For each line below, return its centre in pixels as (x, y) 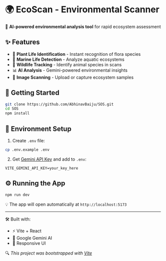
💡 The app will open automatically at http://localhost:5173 (66, 204)
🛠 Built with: (18, 219)
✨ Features (22, 42)
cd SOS (12, 109)
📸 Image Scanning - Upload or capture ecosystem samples (73, 77)
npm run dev (17, 195)
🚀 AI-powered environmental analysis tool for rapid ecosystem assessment (83, 26)
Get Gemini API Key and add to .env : (49, 159)
